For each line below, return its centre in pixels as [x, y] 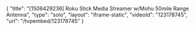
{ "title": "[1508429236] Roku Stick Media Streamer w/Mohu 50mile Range [97, 9]
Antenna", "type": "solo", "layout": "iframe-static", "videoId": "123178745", [97, 15]
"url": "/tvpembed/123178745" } [45, 21]
